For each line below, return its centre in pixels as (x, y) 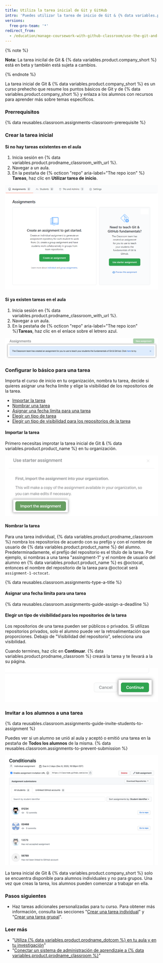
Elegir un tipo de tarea (34, 416)
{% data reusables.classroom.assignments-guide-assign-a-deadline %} (77, 604)
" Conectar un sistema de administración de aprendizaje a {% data (78, 950)
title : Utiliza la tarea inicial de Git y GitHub (56, 10)
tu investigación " (29, 945)
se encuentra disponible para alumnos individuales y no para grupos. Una (79, 878)
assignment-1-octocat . (27, 573)
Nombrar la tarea (23, 526)
